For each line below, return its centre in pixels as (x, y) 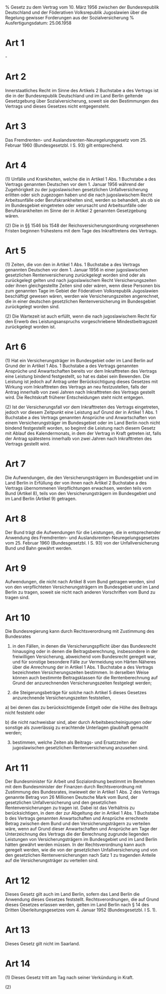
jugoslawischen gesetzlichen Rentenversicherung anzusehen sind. (80, 748)
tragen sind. (17, 598)
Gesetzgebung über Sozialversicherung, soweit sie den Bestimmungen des (82, 101)
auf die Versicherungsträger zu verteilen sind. (52, 860)
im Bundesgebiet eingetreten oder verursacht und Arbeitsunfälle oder (76, 205)
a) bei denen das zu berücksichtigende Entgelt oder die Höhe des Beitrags (81, 708)
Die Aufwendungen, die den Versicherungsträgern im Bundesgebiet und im (82, 477)
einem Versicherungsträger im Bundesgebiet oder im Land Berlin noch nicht (83, 423)
